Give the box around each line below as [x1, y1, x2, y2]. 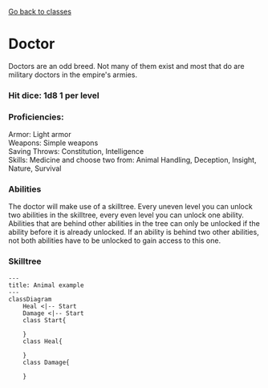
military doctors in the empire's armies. [8, 70, 138, 79]
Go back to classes [8, 7, 72, 16]
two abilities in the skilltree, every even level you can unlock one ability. [8, 210, 245, 220]
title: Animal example [8, 281, 84, 289]
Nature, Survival [8, 164, 62, 173]
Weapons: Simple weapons [8, 138, 99, 148]
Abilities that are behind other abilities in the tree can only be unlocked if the [8, 219, 261, 228]
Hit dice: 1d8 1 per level [8, 90, 99, 101]
